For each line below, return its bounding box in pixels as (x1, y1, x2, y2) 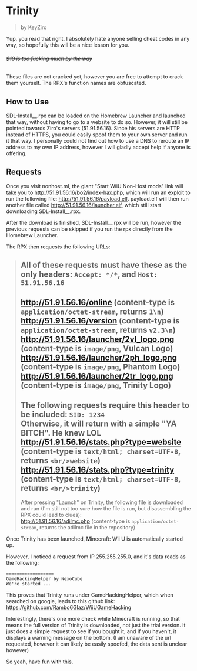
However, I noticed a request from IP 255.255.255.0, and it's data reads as (6, 553, 186, 560)
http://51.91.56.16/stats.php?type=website (20, 437, 181, 447)
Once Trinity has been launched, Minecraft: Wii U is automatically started (6, 535, 183, 542)
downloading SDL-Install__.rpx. (6, 208, 81, 215)
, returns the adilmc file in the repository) (36, 524, 136, 531)
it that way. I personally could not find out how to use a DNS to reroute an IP (6, 137, 190, 144)
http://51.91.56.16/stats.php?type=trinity (20, 464, 175, 474)
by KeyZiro (20, 24, 47, 31)
